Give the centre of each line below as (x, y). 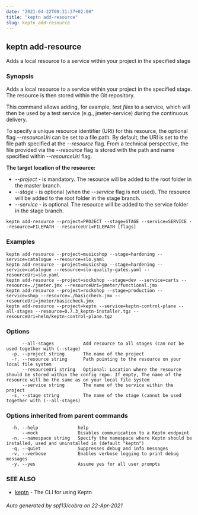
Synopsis (20, 77)
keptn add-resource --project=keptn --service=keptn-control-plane (91, 306)
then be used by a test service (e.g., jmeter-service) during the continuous (97, 113)
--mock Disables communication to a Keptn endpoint (106, 433)
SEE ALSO (21, 479)
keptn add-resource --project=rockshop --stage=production (81, 290)
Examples (21, 242)
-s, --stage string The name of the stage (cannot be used (97, 396)
